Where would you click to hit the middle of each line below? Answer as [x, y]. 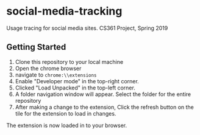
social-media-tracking [64, 11]
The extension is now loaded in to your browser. [67, 125]
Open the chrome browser [48, 68]
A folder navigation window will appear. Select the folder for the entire [103, 94]
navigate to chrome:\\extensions [56, 75]
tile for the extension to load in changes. [66, 113]
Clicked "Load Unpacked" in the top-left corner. [75, 88]
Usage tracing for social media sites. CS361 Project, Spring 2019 [87, 28]
